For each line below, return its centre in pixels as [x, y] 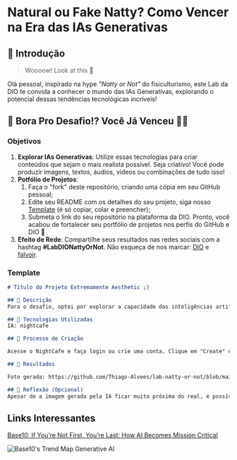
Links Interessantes [51, 418]
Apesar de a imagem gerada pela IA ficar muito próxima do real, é [109, 396]
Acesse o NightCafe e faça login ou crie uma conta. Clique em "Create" [116, 352]
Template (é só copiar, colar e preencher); [89, 209]
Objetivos [24, 141]
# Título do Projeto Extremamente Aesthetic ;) [79, 287]
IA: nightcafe [28, 326]
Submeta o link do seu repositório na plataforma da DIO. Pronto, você [129, 217]
